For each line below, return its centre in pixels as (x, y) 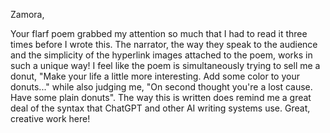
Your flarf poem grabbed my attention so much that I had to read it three (159, 33)
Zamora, (27, 14)
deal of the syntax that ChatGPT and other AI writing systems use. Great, (160, 108)
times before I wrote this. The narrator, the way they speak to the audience (164, 44)
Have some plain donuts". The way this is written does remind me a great (161, 97)
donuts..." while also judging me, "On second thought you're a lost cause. (161, 87)
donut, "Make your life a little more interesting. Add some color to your (155, 76)
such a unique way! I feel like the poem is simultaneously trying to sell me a (165, 65)
